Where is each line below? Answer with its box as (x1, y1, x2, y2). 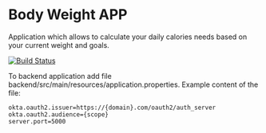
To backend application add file (8, 71, 112, 80)
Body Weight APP (8, 6, 128, 24)
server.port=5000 (8, 117, 66, 125)
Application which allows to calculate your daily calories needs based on (8, 32, 248, 41)
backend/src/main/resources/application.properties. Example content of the (8, 80, 259, 89)
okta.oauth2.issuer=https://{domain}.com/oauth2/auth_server (8, 104, 216, 111)
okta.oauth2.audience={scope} (8, 110, 109, 119)
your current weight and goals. (8, 40, 109, 49)
